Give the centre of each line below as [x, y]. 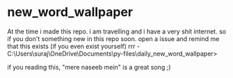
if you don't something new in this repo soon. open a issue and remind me [113, 38]
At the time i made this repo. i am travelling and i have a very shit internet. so [117, 31]
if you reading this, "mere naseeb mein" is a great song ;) [89, 67]
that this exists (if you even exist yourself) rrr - [74, 46]
